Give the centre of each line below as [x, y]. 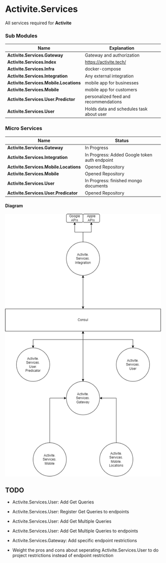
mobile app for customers [111, 90]
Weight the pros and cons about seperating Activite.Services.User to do [85, 550]
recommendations [103, 102]
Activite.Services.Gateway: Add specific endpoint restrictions [75, 541]
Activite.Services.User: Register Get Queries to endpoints [71, 512]
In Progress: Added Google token [118, 154]
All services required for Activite [38, 23]
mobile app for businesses [112, 82]
